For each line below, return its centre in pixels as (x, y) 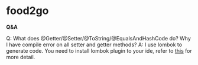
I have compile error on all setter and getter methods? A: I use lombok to (94, 45)
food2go (27, 11)
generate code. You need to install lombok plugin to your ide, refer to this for (99, 50)
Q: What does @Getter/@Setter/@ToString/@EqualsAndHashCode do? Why (98, 38)
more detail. (21, 57)
